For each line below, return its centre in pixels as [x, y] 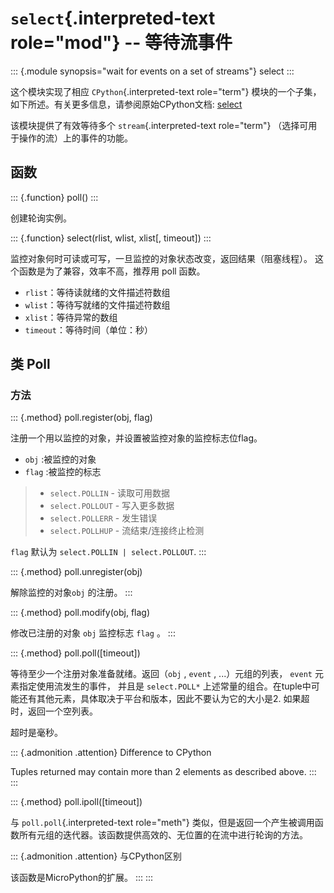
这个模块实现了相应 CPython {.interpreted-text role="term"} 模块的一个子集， [166, 91]
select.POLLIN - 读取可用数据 [109, 493]
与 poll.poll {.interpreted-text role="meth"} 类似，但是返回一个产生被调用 [162, 823]
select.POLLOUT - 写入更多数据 [112, 506]
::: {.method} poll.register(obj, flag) [81, 418]
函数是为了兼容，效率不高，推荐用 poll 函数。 [112, 271]
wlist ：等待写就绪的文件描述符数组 [97, 304]
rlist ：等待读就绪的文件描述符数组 [97, 292]
